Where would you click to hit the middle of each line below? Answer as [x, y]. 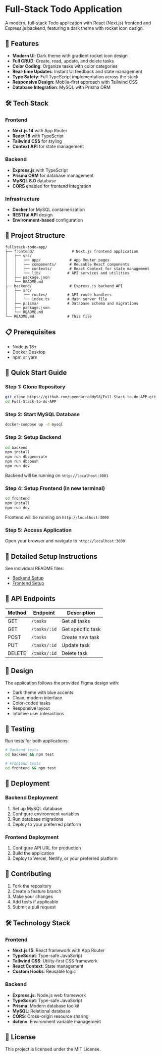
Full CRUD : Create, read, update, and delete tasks [63, 61]
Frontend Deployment [32, 837]
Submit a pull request [34, 907]
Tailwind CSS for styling [37, 141]
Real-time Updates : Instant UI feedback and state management [77, 71]
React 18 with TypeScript [38, 136]
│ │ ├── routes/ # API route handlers [58, 295]
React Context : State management [48, 966]
